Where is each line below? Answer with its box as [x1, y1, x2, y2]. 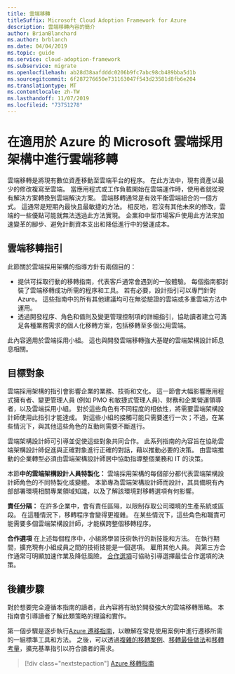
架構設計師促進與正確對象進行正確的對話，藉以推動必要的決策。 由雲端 [13, 446, 218, 454]
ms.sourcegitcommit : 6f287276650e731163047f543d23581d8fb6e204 [7, 75, 196, 83]
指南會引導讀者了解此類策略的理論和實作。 [7, 612, 130, 621]
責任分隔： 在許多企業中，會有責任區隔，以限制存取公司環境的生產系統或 [7, 502, 218, 511]
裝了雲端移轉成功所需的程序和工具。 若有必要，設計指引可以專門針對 [17, 285, 216, 295]
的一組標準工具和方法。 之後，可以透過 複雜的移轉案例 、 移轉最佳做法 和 [7, 635, 212, 644]
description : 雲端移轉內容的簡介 [7, 23, 96, 30]
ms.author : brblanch [7, 36, 68, 43]
